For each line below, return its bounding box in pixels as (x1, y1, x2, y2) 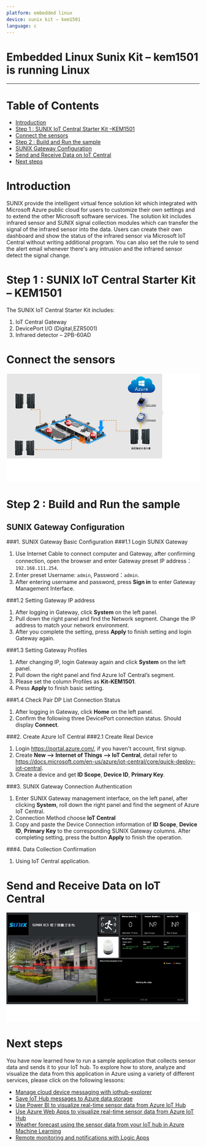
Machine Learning (15, 1127, 61, 1135)
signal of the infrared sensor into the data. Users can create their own (6, 225, 183, 233)
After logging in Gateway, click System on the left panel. (15, 608, 158, 616)
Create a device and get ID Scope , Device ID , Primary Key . (15, 771, 166, 778)
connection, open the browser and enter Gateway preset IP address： (15, 558, 192, 565)
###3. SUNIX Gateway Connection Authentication (6, 783, 132, 790)
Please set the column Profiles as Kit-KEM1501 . (15, 678, 136, 686)
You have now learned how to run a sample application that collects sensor (6, 1057, 196, 1064)
